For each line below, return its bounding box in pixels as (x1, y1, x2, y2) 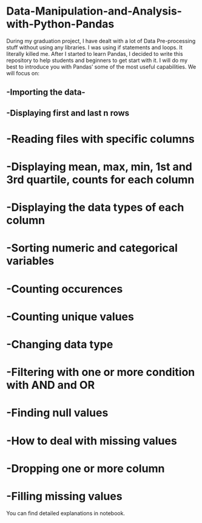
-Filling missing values (6, 489, 123, 503)
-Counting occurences (6, 282, 123, 296)
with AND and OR (6, 378, 95, 392)
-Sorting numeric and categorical (6, 241, 178, 255)
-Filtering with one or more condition (6, 366, 195, 379)
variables (6, 254, 55, 268)
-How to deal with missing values (6, 434, 177, 448)
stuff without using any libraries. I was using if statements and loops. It (6, 44, 183, 51)
